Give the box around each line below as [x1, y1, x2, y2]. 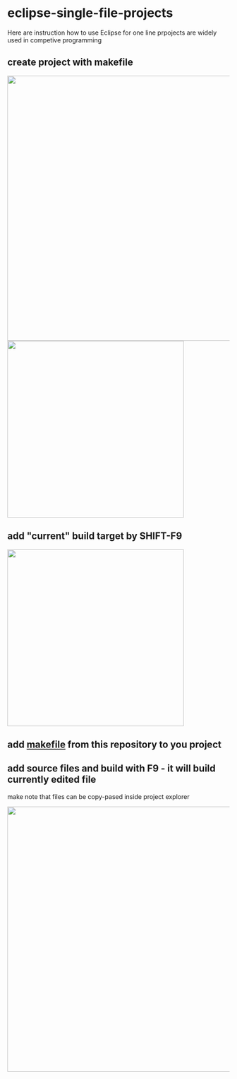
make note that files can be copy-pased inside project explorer [7, 792, 190, 800]
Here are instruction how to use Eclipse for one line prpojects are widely [7, 28, 217, 37]
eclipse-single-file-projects [7, 5, 174, 21]
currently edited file [7, 774, 97, 786]
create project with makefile [7, 57, 133, 69]
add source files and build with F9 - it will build [7, 762, 217, 775]
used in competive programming [7, 35, 102, 44]
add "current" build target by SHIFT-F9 [7, 530, 183, 542]
